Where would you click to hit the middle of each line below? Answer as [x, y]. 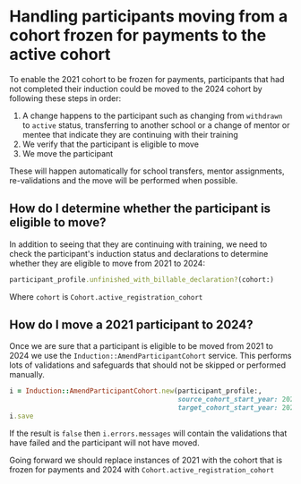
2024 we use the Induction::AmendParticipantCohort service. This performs [150, 356]
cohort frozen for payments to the [138, 35]
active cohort [60, 55]
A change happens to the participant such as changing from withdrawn [152, 115]
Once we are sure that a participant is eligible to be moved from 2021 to [141, 346]
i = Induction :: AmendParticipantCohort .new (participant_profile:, [136, 391]
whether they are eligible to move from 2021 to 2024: [107, 263]
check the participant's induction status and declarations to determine [139, 253]
